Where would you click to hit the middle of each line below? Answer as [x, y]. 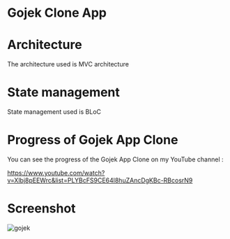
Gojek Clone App [57, 13]
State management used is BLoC [54, 112]
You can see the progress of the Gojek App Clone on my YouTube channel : [115, 159]
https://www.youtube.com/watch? [56, 173]
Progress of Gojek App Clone [93, 140]
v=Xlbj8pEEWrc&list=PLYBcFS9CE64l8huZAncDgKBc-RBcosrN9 [100, 180]
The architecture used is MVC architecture [68, 64]
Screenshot [41, 209]
